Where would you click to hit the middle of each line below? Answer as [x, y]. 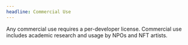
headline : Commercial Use [38, 12]
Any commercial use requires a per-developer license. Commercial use [94, 29]
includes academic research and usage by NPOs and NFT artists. [87, 35]
